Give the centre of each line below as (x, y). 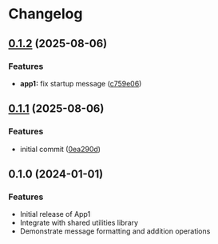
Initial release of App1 (55, 214)
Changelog (46, 14)
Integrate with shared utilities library (79, 223)
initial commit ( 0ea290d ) (60, 149)
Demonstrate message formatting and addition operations (115, 231)
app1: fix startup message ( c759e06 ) (81, 83)
